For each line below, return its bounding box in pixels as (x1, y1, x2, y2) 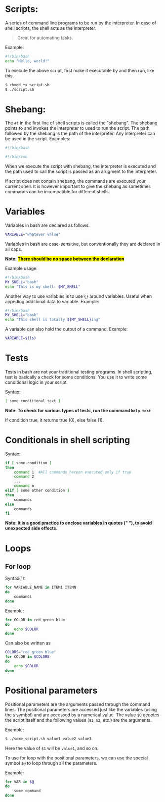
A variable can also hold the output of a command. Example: (5, 326, 128, 332)
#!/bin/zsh (5, 155, 28, 160)
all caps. (5, 246, 22, 252)
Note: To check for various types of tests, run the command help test (5, 407, 152, 413)
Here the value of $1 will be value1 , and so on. (5, 745, 99, 751)
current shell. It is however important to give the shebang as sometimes (5, 183, 151, 189)
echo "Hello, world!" (5, 58, 50, 63)
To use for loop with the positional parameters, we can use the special (5, 754, 148, 761)
